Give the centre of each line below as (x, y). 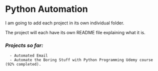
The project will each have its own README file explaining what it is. (75, 32)
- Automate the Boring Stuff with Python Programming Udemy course (81, 60)
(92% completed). (23, 65)
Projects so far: (24, 45)
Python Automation (47, 9)
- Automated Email (29, 56)
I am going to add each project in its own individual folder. (65, 23)
